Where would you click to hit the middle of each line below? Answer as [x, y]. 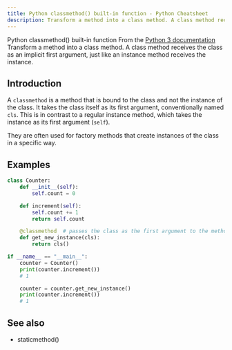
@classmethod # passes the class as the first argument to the [114, 231]
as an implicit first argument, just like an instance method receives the [106, 54]
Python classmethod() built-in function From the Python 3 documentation [112, 39]
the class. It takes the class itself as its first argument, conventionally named [116, 107]
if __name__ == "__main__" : [48, 257]
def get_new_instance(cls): [60, 238]
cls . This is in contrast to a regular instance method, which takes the [105, 115]
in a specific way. [32, 143]
